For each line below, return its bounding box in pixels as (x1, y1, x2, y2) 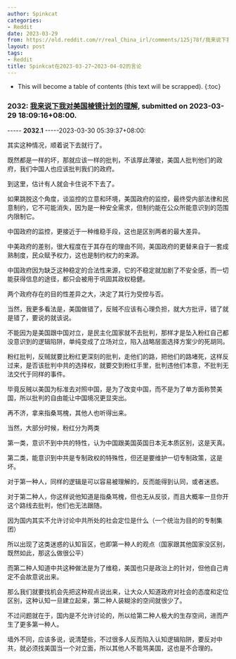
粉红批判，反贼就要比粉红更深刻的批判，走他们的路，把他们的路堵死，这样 (7, 352, 223, 360)
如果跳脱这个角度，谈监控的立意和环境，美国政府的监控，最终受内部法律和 (7, 195, 223, 203)
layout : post (7, 43, 46, 50)
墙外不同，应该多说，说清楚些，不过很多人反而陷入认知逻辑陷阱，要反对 (7, 635, 216, 643)
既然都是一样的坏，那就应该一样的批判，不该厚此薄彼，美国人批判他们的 (7, 156, 216, 164)
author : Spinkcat (7, 10, 58, 18)
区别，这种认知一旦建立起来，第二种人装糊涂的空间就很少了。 (7, 596, 186, 605)
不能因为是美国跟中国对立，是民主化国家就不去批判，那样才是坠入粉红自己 (7, 328, 223, 337)
